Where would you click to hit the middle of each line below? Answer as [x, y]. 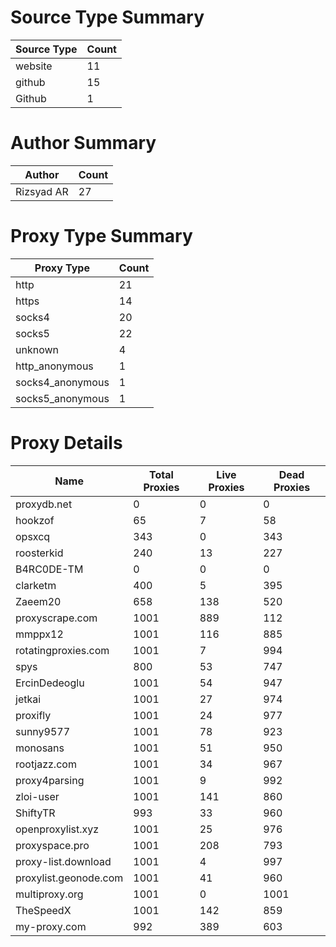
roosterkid [39, 553]
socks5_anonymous [62, 398]
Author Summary [83, 143]
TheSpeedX [43, 910]
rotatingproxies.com [62, 650]
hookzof [35, 520]
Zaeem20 [38, 601]
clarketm [36, 585]
